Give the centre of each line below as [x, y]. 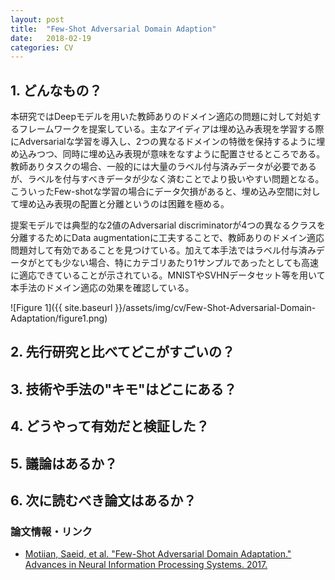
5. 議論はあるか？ [64, 463]
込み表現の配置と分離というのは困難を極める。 [133, 204]
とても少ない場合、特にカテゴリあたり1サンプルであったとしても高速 [177, 263]
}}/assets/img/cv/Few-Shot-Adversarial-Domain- [215, 308]
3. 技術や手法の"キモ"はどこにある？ [123, 389]
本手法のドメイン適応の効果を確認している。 [102, 288]
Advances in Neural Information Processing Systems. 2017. [146, 565]
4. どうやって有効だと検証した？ [110, 426]
